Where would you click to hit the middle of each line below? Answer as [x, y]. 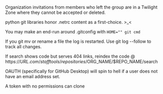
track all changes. [23, 47]
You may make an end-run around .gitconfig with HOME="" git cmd [73, 32]
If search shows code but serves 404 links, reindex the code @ [70, 56]
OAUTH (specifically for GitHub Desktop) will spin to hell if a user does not [81, 71]
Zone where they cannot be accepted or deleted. [56, 12]
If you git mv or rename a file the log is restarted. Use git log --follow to [78, 41]
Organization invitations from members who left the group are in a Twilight [81, 7]
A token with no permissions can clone [45, 86]
